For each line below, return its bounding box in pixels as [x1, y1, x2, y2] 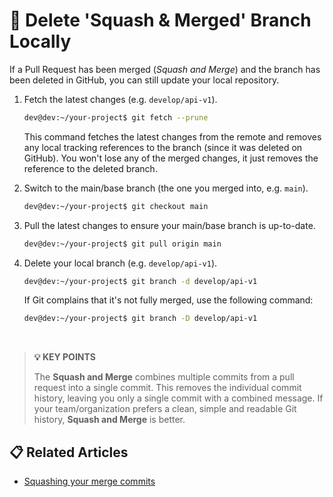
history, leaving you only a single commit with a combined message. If [33, 392, 324, 404]
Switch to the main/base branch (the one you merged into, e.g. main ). [23, 182, 309, 194]
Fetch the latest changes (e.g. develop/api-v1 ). [23, 93, 218, 105]
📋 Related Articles [9, 444, 129, 461]
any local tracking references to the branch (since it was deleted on [23, 141, 303, 153]
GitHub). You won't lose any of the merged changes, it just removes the [23, 152, 319, 164]
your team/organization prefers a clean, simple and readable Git [33, 403, 297, 415]
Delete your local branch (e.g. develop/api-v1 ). [23, 257, 218, 269]
